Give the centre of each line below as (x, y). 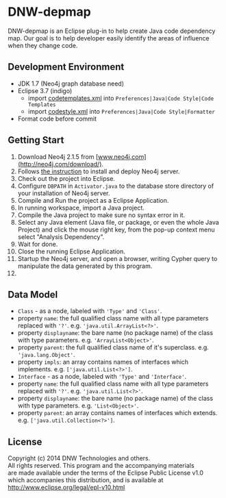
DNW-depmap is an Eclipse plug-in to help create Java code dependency (112, 31)
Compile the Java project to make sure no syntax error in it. (101, 215)
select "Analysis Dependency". (61, 236)
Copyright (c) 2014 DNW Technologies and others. (79, 458)
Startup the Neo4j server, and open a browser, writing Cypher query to (117, 258)
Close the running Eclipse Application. (72, 251)
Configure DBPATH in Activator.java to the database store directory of (116, 186)
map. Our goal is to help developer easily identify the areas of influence (109, 38)
